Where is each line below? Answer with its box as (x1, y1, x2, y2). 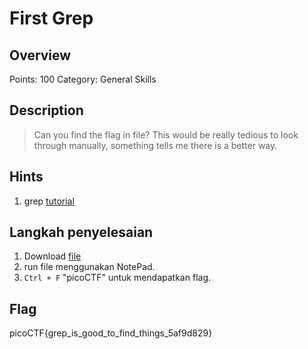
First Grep (9, 7, 94, 30)
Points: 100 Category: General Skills (9, 73, 157, 85)
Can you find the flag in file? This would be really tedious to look (33, 128, 299, 141)
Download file (23, 250, 82, 262)
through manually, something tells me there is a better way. (33, 139, 278, 151)
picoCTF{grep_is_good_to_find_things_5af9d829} (9, 327, 213, 339)
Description (9, 102, 84, 119)
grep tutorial (23, 195, 75, 207)
